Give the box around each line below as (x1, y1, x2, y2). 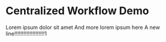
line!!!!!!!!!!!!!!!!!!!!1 (5, 30, 47, 37)
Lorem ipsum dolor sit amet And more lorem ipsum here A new (5, 24, 160, 31)
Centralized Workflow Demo (5, 4, 149, 18)
